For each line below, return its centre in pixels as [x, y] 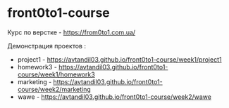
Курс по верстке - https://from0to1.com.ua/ [72, 32]
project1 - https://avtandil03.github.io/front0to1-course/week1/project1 [119, 59]
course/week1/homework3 [56, 74]
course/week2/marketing [54, 89]
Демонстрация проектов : [47, 46]
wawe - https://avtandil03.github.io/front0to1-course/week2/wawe [114, 97]
